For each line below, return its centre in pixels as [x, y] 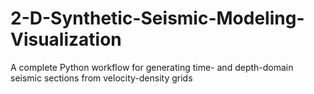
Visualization [66, 39]
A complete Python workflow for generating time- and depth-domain [152, 67]
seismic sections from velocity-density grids [101, 78]
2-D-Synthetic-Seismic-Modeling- [157, 18]
